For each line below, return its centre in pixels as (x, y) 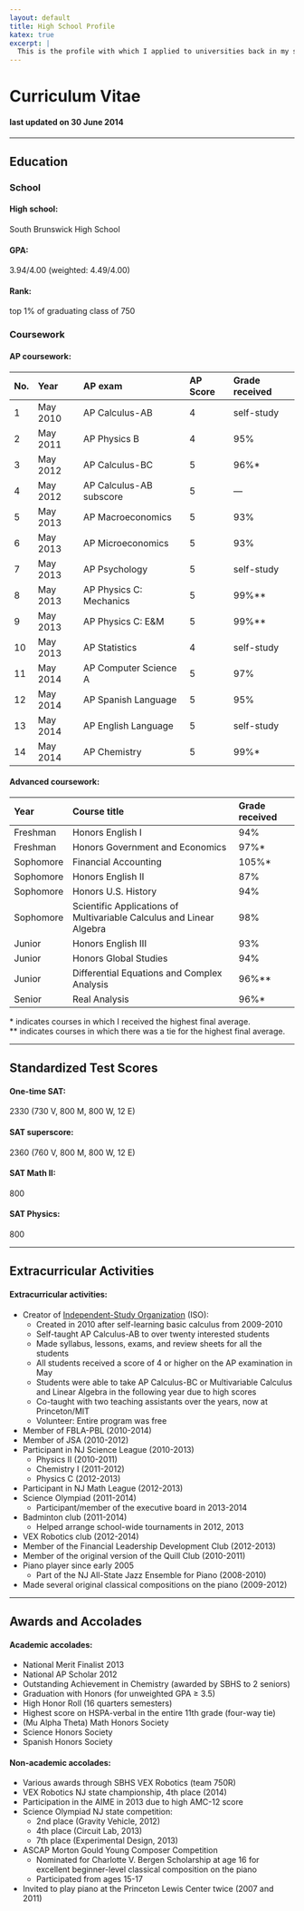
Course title (98, 811)
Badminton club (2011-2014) (75, 1517)
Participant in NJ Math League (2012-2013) (103, 1488)
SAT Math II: (33, 1173)
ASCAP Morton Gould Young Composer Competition (120, 1850)
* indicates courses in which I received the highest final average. (130, 1021)
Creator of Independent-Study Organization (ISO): (116, 1314)
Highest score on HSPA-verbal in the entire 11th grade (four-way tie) (149, 1713)
